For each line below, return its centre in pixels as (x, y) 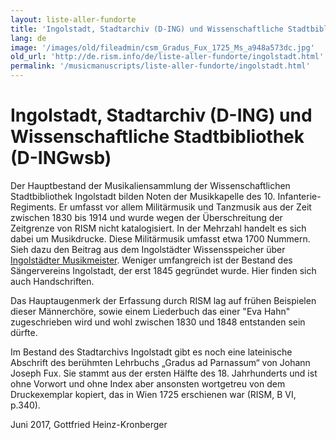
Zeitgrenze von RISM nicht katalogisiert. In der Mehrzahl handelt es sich (158, 228)
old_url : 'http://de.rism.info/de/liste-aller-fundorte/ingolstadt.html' (167, 57)
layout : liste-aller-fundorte (73, 19)
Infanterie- (299, 196)
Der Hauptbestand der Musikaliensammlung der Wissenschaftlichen (150, 185)
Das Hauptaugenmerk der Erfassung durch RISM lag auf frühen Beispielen (163, 300)
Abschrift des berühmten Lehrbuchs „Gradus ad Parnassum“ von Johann (160, 362)
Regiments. (33, 207)
